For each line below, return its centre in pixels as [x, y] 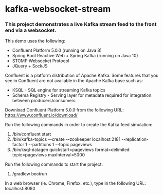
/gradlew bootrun [29, 174]
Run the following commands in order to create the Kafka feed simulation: [79, 125]
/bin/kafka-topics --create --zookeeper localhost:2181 [66, 139]
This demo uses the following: [35, 41]
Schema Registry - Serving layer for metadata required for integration [82, 95]
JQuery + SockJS [30, 66]
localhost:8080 [20, 189]
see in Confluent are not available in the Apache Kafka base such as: [74, 81]
